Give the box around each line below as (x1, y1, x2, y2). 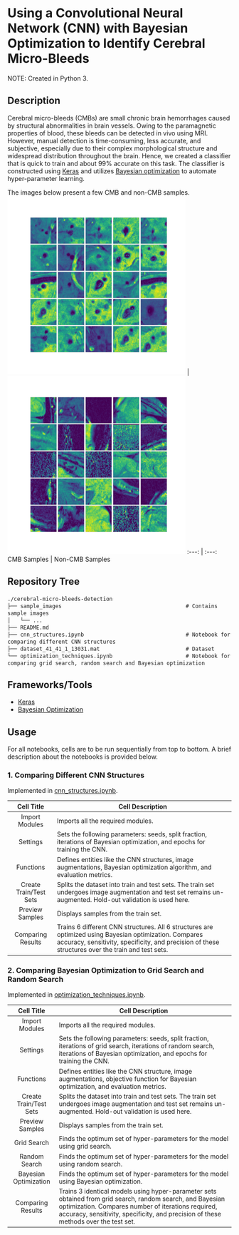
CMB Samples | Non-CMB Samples (7, 555, 111, 563)
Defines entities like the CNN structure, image (58, 1067, 193, 1075)
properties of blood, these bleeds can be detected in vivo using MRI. (7, 128, 208, 137)
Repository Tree (7, 575, 80, 588)
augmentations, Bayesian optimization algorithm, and (56, 863, 212, 871)
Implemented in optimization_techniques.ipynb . (7, 990, 146, 999)
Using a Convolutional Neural (7, 5, 184, 21)
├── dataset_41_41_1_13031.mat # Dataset (7, 645, 215, 652)
